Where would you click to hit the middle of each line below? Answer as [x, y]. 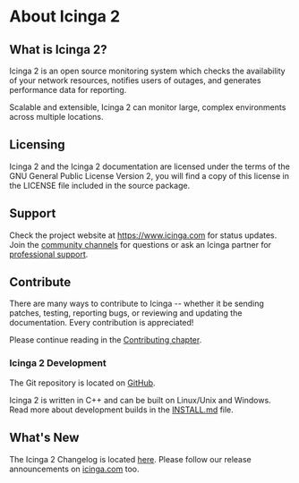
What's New [44, 438]
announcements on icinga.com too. [74, 469]
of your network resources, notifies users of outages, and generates [135, 80]
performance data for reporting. [68, 90]
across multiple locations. [57, 117]
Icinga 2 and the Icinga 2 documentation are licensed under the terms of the [150, 166]
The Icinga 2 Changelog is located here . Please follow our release [131, 459]
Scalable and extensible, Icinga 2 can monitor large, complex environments [148, 107]
